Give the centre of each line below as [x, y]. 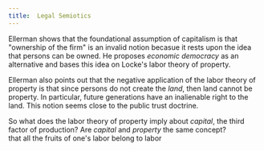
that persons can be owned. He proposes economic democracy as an [124, 55]
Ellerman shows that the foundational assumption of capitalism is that [123, 39]
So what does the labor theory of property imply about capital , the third [126, 120]
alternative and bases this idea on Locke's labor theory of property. [120, 64]
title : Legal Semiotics [50, 16]
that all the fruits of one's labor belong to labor [85, 138]
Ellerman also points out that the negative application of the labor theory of [132, 80]
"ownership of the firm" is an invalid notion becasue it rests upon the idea [130, 47]
